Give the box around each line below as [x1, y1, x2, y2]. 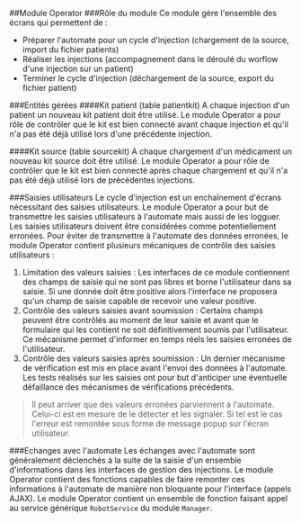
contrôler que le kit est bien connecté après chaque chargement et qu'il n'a [9, 166, 288, 175]
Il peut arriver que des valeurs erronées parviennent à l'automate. [31, 400, 275, 409]
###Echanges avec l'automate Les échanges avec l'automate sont [9, 445, 256, 455]
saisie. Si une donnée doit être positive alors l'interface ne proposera [22, 286, 278, 296]
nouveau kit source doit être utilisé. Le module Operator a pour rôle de [9, 156, 270, 166]
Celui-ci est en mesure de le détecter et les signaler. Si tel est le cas [31, 409, 283, 419]
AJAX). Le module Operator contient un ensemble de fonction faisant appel [9, 493, 288, 503]
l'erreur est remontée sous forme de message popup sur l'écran [31, 418, 270, 428]
